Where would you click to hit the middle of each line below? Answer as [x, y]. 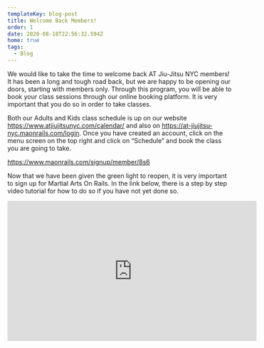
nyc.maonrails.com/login [43, 133]
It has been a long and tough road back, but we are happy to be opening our [119, 81]
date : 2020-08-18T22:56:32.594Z [55, 34]
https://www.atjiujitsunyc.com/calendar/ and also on [84, 125]
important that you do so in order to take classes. [79, 104]
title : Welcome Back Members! [52, 21]
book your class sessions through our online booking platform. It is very [112, 96]
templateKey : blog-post [43, 14]
